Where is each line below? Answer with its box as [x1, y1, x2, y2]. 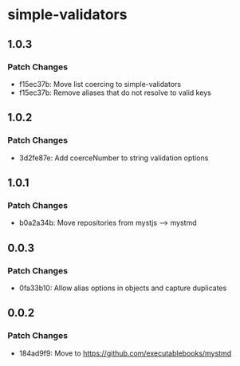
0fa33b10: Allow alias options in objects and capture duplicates [18, 283, 227, 293]
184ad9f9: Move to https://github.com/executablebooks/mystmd [18, 348, 232, 358]
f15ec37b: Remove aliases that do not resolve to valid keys [18, 88, 212, 97]
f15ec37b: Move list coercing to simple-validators [18, 79, 181, 89]
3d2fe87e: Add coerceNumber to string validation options [18, 153, 209, 163]
